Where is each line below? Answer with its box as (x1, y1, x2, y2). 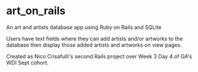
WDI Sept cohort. (6, 59, 49, 66)
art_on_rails (6, 4, 66, 18)
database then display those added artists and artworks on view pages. (6, 41, 182, 48)
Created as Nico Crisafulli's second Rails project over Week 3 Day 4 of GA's (6, 53, 193, 60)
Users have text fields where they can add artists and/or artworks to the (6, 35, 183, 42)
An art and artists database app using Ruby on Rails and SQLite (6, 24, 162, 31)
